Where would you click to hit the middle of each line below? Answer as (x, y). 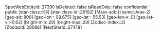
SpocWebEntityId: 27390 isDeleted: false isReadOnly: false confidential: (77, 7)
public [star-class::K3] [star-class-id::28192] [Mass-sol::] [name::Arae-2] (78, 12)
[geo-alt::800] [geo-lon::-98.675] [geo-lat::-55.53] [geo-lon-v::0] (70, 17)
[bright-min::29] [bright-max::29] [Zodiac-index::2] (74, 22)
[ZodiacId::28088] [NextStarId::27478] (44, 27)
